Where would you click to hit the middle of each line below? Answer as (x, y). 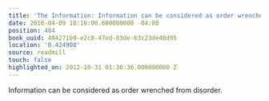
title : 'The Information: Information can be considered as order (121, 16)
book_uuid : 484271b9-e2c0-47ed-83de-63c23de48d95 (93, 38)
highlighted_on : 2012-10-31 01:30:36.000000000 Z (93, 68)
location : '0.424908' (44, 45)
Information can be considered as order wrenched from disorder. (115, 90)
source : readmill (37, 52)
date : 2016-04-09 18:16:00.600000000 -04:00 (84, 23)
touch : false (30, 60)
